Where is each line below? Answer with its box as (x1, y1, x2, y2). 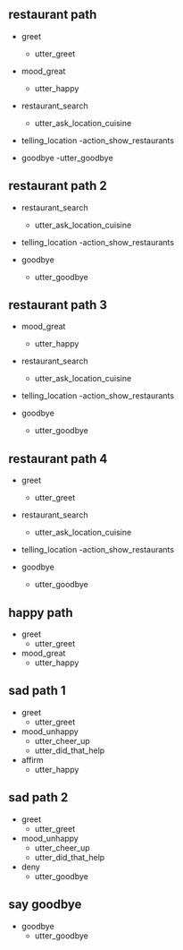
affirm (21, 754, 44, 765)
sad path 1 (8, 683, 66, 698)
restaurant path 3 (8, 297, 108, 312)
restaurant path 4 (8, 451, 108, 466)
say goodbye (8, 897, 82, 912)
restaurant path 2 (8, 178, 108, 193)
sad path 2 (8, 790, 69, 805)
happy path (8, 604, 73, 620)
